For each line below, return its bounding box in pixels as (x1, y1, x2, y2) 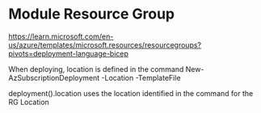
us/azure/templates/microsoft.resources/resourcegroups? (8, 40, 202, 49)
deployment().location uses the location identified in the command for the (8, 88, 254, 98)
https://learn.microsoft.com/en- (8, 31, 114, 41)
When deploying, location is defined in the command (8, 64, 184, 73)
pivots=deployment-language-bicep (8, 48, 129, 58)
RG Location (8, 97, 50, 107)
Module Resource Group (8, 5, 175, 23)
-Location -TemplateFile (101, 73, 181, 82)
